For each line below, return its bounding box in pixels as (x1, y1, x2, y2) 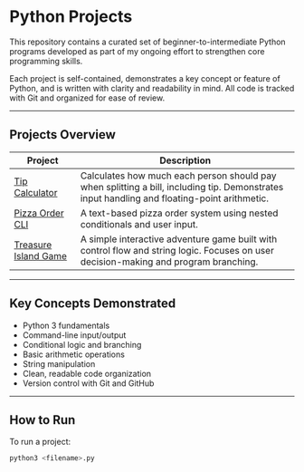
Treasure (14, 238, 52, 251)
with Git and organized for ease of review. (9, 92, 166, 103)
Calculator (14, 186, 58, 198)
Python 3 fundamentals (22, 320, 110, 331)
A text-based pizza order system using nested (80, 207, 279, 219)
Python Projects (9, 6, 133, 27)
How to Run (9, 412, 76, 428)
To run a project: (9, 437, 71, 448)
